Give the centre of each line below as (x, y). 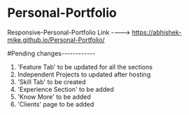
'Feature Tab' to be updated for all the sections (85, 67)
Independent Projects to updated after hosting (84, 74)
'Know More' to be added (54, 97)
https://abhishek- (157, 32)
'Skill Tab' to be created (51, 81)
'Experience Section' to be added (65, 89)
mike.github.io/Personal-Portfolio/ (56, 39)
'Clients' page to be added (56, 104)
